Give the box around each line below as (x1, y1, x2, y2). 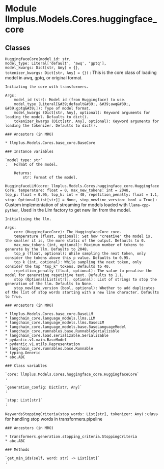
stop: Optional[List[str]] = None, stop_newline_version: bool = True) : (5, 197, 157, 202)
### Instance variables (5, 149, 54, 154)
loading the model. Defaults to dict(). (5, 114, 89, 119)
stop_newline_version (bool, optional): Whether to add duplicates (14, 286, 155, 290)
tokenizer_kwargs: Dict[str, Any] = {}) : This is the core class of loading (5, 70, 157, 75)
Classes (5, 43, 30, 52)
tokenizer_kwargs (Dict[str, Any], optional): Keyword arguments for (14, 119, 160, 124)
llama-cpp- (128, 203, 151, 208)
